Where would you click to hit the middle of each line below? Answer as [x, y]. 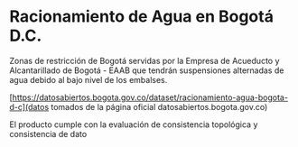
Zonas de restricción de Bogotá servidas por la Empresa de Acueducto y [144, 60]
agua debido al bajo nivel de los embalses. [88, 79]
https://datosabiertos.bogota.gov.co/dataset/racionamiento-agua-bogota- [150, 97]
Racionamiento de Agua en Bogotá [141, 17]
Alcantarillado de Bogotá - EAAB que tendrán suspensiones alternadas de [147, 70]
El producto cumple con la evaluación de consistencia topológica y [134, 124]
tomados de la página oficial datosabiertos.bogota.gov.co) [159, 106]
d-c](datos [29, 106]
